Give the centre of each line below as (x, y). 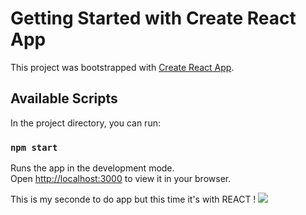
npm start (34, 147)
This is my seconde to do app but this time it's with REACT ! (133, 199)
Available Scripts (64, 98)
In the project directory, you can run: (85, 123)
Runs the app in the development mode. (92, 168)
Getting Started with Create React (153, 18)
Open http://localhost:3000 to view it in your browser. (121, 179)
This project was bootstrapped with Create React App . (122, 67)
